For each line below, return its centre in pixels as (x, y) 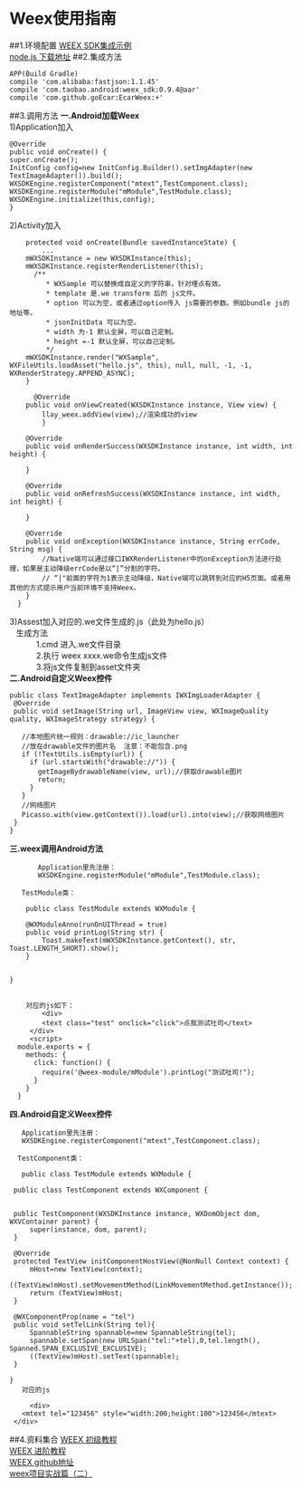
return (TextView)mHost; (76, 1293)
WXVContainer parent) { (54, 1222)
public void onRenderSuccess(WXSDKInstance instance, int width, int (160, 446)
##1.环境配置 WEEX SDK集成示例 (71, 45)
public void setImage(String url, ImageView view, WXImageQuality (141, 711)
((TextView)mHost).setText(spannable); (104, 1356)
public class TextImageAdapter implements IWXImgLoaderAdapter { (135, 695)
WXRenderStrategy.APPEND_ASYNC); (72, 373)
